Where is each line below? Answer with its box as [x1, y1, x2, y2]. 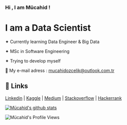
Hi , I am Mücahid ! [5, 4, 51, 11]
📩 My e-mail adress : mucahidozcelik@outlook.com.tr [5, 67, 115, 73]
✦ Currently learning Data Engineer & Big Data [5, 39, 100, 45]
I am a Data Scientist [5, 22, 91, 34]
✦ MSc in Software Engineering [5, 48, 70, 54]
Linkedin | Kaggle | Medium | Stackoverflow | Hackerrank [5, 95, 122, 101]
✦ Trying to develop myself [5, 58, 61, 63]
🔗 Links [5, 82, 28, 90]
